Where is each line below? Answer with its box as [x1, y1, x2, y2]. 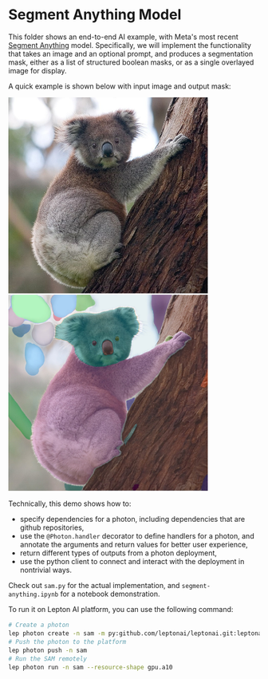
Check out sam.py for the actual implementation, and [8, 581, 180, 590]
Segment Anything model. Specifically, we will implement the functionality [8, 40, 251, 49]
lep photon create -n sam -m [8, 630, 105, 638]
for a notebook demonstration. [60, 589, 161, 599]
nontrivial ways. [19, 565, 72, 575]
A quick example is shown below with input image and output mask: [8, 81, 231, 91]
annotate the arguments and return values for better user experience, [19, 540, 249, 550]
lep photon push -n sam [8, 646, 88, 654]
